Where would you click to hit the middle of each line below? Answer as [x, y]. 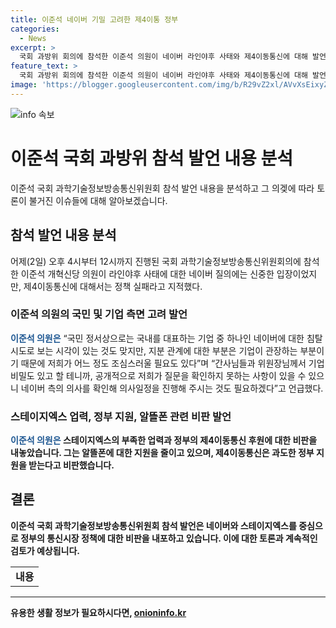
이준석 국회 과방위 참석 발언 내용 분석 [151, 158]
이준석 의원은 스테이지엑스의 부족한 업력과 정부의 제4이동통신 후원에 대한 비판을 [164, 440]
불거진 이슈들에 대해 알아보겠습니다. [98, 200]
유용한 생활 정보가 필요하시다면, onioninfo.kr [98, 612]
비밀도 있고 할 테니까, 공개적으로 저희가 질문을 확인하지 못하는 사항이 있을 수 [158, 375]
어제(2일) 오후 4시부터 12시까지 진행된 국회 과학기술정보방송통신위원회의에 [156, 261]
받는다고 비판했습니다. [71, 465]
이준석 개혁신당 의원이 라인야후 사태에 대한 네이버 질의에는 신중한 [147, 273]
